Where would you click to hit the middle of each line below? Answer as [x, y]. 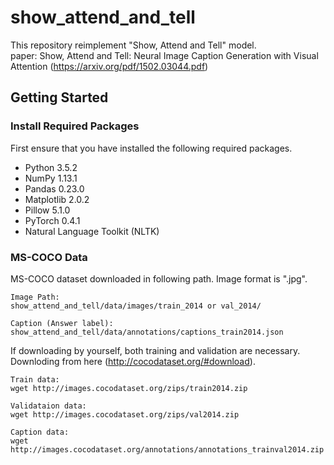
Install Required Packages [75, 126]
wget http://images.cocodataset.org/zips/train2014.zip [129, 388]
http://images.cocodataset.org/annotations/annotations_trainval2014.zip [167, 449]
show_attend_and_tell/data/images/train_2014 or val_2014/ [136, 306]
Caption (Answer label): [62, 323]
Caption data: [40, 432]
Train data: [35, 379]
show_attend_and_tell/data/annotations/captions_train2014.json [147, 332]
